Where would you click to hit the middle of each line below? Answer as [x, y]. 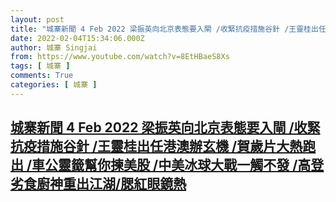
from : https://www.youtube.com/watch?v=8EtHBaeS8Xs [120, 57]
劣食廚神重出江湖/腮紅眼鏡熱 [98, 184]
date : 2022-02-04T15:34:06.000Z [77, 38]
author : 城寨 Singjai [54, 47]
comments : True [42, 76]
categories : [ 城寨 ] [54, 85]
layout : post [37, 19]
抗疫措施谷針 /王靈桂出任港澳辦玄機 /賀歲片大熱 [156, 146]
